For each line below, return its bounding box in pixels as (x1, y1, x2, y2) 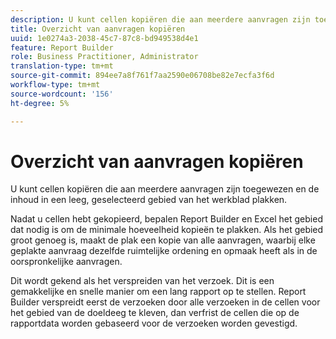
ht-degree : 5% (10, 98, 70, 108)
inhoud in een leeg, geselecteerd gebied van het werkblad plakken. (10, 194, 288, 206)
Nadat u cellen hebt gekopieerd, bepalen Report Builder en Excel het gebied (10, 213, 323, 225)
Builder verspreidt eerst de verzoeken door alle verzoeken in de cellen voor (10, 296, 321, 308)
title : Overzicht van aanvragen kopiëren (10, 24, 186, 34)
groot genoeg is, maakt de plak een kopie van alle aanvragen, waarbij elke (10, 234, 316, 246)
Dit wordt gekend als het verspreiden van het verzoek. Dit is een (10, 275, 275, 287)
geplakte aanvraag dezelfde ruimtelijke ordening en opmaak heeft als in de (10, 245, 318, 257)
